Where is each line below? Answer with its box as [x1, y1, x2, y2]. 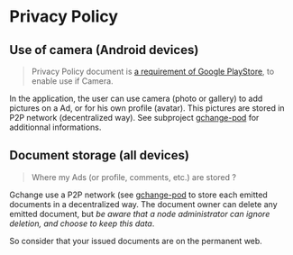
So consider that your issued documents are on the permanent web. [9, 235, 263, 246]
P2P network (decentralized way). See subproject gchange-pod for [9, 113, 260, 123]
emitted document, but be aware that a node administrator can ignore [9, 208, 270, 219]
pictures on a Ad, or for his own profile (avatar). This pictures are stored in [9, 103, 286, 114]
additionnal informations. [9, 122, 102, 132]
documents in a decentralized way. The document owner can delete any [9, 198, 278, 209]
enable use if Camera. [31, 76, 114, 87]
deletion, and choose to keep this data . [9, 218, 155, 229]
